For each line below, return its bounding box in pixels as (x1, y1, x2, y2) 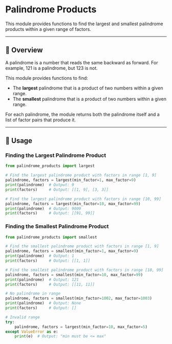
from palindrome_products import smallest (5, 234, 97, 240)
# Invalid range (5, 315, 40, 320)
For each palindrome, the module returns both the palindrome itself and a (5, 111, 160, 117)
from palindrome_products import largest (5, 164, 95, 169)
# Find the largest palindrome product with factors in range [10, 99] (5, 196, 161, 202)
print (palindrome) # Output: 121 (5, 277, 79, 282)
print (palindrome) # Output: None (5, 301, 81, 306)
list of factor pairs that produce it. (5, 117, 76, 123)
